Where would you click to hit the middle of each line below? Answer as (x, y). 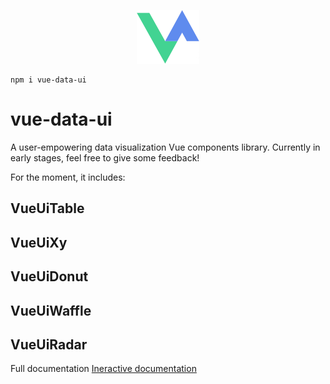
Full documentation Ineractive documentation (103, 369)
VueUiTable (47, 208)
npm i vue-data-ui (48, 80)
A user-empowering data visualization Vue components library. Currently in (165, 147)
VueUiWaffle (51, 310)
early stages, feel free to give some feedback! (105, 157)
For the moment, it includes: (68, 177)
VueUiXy (39, 242)
